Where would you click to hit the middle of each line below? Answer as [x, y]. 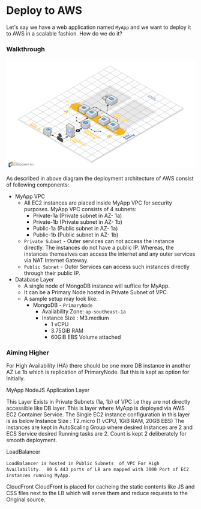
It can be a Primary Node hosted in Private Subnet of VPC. [96, 292]
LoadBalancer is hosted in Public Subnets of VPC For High [83, 464]
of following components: [38, 185]
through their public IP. [52, 273]
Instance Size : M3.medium [75, 318]
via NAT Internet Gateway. [56, 260]
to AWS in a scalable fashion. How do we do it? [64, 33]
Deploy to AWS [44, 11]
